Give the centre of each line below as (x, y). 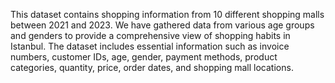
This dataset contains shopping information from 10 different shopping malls (167, 14)
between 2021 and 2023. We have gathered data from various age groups (162, 25)
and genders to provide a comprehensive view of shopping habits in (150, 35)
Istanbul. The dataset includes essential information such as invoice (150, 46)
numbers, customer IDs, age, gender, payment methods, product (144, 57)
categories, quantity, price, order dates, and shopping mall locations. (152, 67)
